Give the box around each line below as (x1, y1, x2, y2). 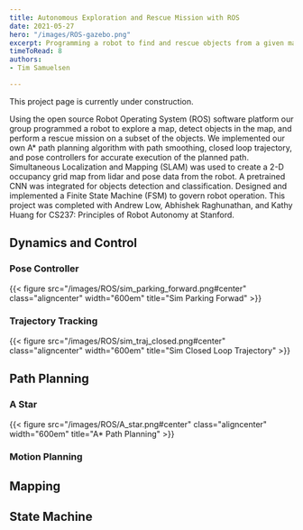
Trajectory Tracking (9, 315, 98, 327)
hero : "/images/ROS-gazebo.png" (9, 30, 131, 39)
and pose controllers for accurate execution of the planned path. (9, 151, 250, 162)
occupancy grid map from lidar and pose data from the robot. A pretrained (9, 170, 286, 181)
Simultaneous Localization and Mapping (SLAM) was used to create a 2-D (9, 161, 284, 172)
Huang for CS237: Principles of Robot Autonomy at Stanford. (9, 209, 234, 220)
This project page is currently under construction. (9, 96, 194, 106)
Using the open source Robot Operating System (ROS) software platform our (9, 114, 294, 124)
